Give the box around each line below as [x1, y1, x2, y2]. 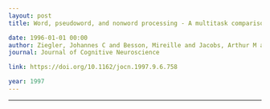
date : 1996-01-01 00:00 [8, 34, 88, 42]
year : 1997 [8, 78, 45, 86]
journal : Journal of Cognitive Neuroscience [8, 49, 160, 57]
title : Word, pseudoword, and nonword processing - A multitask [8, 19, 228, 27]
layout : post [8, 11, 52, 20]
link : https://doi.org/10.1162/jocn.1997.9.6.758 [8, 63, 178, 71]
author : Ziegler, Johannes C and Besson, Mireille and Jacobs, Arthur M [8, 41, 257, 49]
